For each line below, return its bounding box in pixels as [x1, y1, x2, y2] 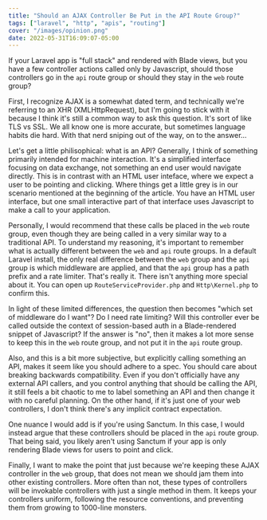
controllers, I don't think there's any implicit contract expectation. [8, 404, 222, 414]
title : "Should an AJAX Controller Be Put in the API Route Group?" [8, 11, 241, 20]
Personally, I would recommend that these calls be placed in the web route [8, 221, 250, 230]
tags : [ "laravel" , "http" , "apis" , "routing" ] [8, 19, 166, 27]
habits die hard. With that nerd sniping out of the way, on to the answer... [8, 131, 247, 140]
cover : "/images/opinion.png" [8, 26, 109, 34]
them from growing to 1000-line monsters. [8, 503, 147, 513]
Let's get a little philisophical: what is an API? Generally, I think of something [8, 146, 258, 156]
